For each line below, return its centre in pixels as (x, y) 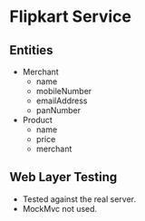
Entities (31, 50)
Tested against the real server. (79, 199)
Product (37, 120)
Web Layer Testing (63, 177)
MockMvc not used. (60, 208)
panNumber (58, 110)
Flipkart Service (70, 17)
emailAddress (62, 101)
